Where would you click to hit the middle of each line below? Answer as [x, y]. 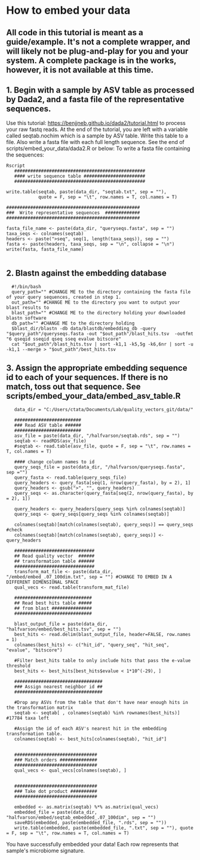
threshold [19, 666]
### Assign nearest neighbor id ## [58, 687]
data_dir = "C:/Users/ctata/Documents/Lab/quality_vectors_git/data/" [104, 410]
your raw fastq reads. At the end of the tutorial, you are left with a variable [97, 130]
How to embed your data [68, 10]
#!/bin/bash [27, 287]
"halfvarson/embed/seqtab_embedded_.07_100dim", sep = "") [81, 818]
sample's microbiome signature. [46, 851]
